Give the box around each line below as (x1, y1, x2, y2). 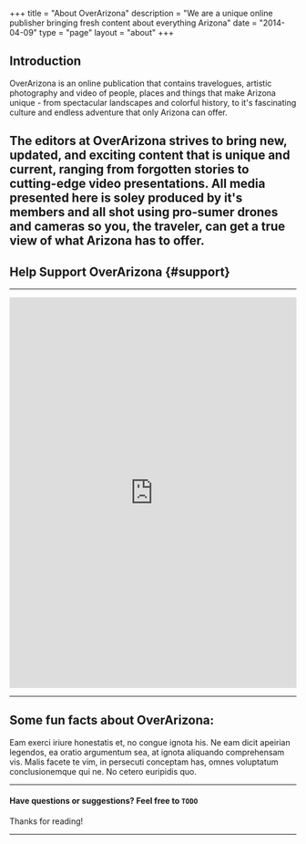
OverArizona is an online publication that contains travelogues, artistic (9, 78, 272, 89)
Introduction (9, 54, 82, 69)
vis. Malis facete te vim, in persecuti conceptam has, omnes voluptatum (9, 756, 280, 767)
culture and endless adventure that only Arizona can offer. (9, 107, 228, 118)
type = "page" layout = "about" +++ (39, 27, 175, 37)
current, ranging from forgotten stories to (9, 162, 250, 177)
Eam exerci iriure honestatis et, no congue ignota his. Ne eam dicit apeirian (9, 736, 291, 747)
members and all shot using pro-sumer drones (9, 204, 279, 220)
